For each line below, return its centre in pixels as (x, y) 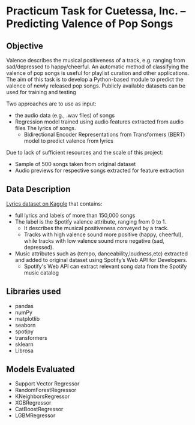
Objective (25, 46)
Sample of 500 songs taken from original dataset (75, 164)
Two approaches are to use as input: (51, 104)
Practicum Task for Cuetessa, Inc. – (96, 11)
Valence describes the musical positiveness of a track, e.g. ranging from (96, 60)
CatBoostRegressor (39, 409)
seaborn (25, 325)
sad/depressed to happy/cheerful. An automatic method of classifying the (97, 67)
